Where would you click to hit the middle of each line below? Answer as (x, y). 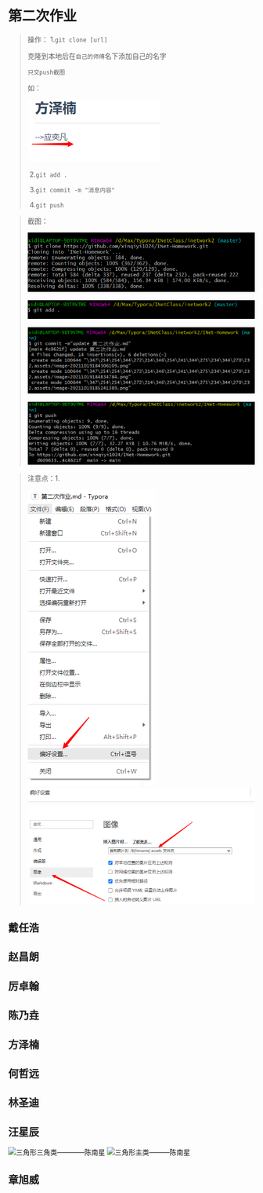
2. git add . (49, 174)
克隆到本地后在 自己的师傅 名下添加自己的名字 (97, 56)
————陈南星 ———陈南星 (124, 1152)
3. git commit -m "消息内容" (72, 189)
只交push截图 (46, 72)
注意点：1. (43, 478)
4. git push (47, 204)
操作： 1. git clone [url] (67, 39)
